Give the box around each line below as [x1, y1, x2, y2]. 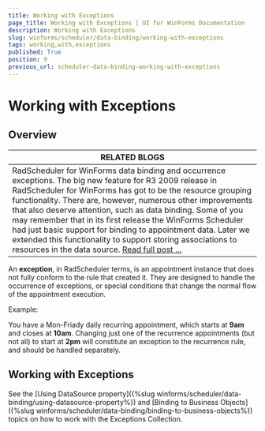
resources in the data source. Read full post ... [12, 244, 182, 255]
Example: [8, 305, 39, 314]
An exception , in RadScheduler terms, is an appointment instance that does [8, 264, 255, 273]
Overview [8, 128, 58, 142]
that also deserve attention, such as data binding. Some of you [12, 204, 244, 215]
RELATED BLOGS [99, 152, 166, 163]
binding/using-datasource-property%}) [8, 397, 136, 407]
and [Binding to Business [137, 397, 219, 407]
